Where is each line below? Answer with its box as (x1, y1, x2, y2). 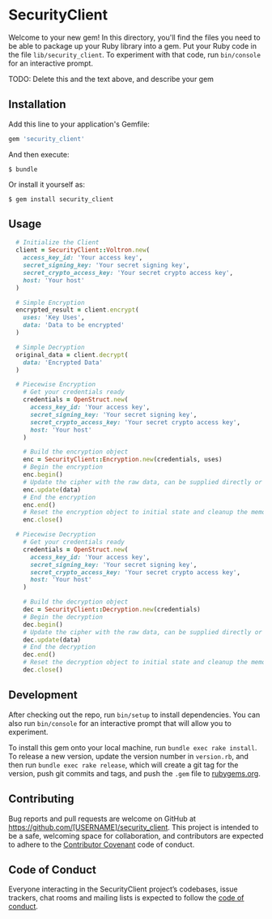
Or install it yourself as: (8, 179, 85, 189)
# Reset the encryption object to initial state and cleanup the (23, 509, 249, 517)
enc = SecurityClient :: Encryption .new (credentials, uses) (23, 456, 223, 464)
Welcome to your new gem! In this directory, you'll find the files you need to (8, 32, 261, 42)
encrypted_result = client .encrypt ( (15, 306, 139, 314)
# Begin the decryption (23, 612, 104, 621)
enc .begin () (23, 470, 63, 479)
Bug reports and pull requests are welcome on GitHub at (8, 814, 197, 823)
